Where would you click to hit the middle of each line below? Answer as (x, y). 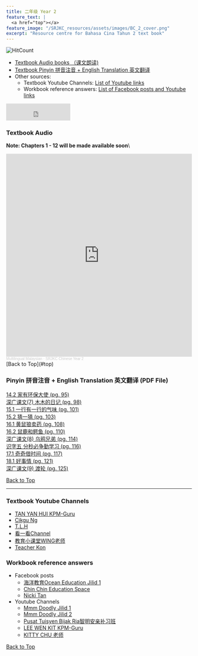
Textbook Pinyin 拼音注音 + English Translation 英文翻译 (82, 70)
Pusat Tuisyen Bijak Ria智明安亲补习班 (70, 621)
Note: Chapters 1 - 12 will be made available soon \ (68, 146)
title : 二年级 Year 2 (31, 12)
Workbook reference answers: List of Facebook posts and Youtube (105, 89)
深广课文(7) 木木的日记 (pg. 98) (44, 402)
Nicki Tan (35, 595)
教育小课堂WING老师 (40, 541)
